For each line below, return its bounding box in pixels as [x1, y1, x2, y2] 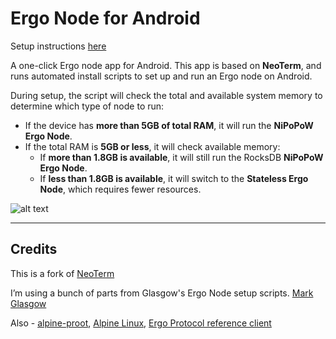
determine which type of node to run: [10, 100, 165, 112]
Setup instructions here [10, 40, 107, 52]
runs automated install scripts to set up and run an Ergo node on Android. [10, 70, 313, 82]
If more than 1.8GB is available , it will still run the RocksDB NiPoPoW [39, 151, 324, 163]
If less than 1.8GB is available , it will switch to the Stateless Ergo [39, 172, 309, 184]
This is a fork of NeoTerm [10, 267, 115, 279]
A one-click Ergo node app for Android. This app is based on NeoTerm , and [10, 59, 322, 71]
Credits [10, 241, 58, 258]
